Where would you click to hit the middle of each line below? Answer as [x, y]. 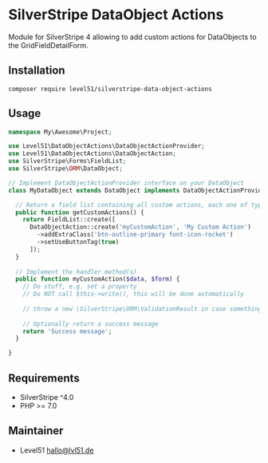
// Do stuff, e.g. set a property [80, 287]
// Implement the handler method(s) [76, 272]
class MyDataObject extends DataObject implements [94, 190]
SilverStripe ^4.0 [47, 397]
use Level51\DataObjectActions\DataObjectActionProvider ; [106, 146]
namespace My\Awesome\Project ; [60, 132]
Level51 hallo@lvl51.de [57, 450]
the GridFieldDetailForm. [49, 45]
